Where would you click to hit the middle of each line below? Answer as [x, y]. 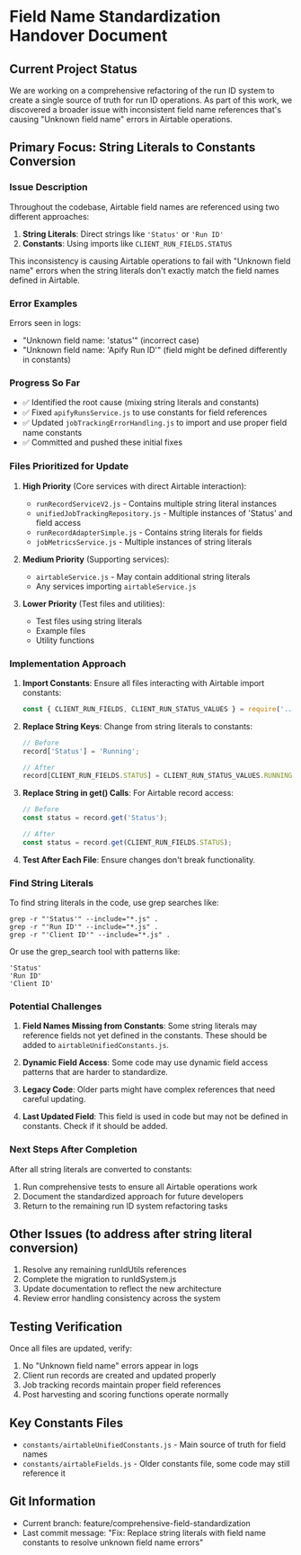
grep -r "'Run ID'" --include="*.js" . [84, 927]
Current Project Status [73, 69]
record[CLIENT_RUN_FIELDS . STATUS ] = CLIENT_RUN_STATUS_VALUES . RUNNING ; [159, 776]
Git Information [53, 1501]
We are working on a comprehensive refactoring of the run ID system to [142, 90]
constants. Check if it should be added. [95, 1126]
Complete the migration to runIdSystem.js [99, 1279]
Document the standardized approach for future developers [133, 1196]
